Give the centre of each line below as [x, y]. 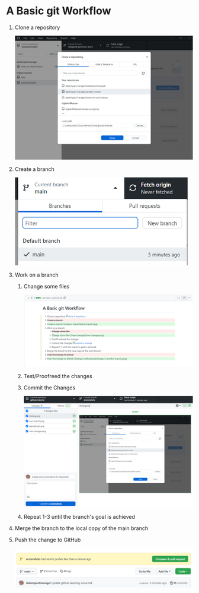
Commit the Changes [49, 388]
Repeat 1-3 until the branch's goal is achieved [79, 516]
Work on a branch [37, 275]
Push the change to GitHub [48, 540]
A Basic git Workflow [59, 11]
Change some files [46, 287]
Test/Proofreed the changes [58, 376]
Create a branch [34, 169]
